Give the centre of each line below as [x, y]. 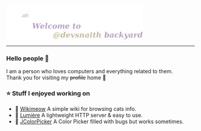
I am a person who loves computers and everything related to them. [90, 71]
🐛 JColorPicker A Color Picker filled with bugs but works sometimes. [99, 121]
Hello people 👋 [28, 58]
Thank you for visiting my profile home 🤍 [56, 78]
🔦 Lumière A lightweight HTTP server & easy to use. [79, 115]
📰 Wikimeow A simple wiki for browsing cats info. [75, 108]
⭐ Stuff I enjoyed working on [48, 93]
